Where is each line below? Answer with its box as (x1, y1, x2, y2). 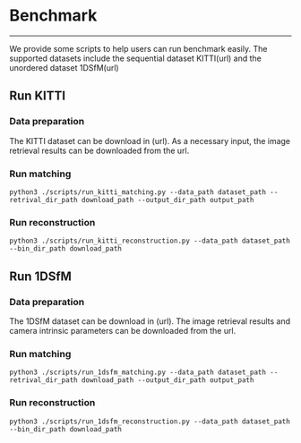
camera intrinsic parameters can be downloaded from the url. (9, 325, 236, 336)
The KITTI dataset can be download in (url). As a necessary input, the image (9, 135, 291, 146)
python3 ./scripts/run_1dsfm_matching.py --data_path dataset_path (9, 368, 267, 377)
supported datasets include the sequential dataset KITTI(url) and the (9, 53, 262, 64)
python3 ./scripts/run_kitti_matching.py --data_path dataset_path (9, 187, 267, 197)
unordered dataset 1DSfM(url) (9, 62, 119, 72)
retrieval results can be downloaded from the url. (9, 145, 190, 156)
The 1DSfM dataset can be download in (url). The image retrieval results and (9, 315, 291, 327)
